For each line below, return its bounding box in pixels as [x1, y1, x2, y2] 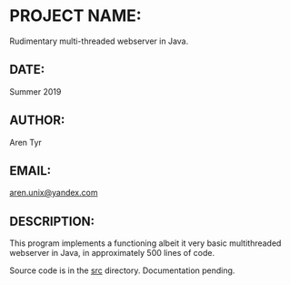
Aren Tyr [9, 137, 43, 148]
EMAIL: [9, 163, 52, 178]
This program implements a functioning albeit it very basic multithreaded [9, 238, 282, 249]
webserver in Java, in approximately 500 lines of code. [9, 248, 215, 259]
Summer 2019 [9, 86, 62, 97]
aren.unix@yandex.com [9, 188, 98, 198]
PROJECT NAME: [9, 5, 143, 26]
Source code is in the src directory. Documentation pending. [9, 265, 235, 276]
